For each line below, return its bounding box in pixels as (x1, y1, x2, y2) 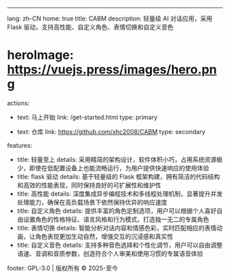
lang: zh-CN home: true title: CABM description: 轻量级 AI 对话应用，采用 (7, 14, 213, 23)
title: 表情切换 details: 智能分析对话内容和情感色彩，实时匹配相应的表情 (16, 224, 217, 232)
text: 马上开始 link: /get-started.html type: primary (16, 113, 158, 121)
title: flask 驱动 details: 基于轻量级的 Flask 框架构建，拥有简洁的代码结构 (16, 172, 220, 181)
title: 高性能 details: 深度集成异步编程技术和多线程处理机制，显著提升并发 (16, 189, 223, 198)
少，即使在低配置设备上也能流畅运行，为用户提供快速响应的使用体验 (16, 163, 209, 172)
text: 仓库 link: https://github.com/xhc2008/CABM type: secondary (16, 127, 205, 135)
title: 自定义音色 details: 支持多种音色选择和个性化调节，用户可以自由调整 (16, 241, 223, 249)
